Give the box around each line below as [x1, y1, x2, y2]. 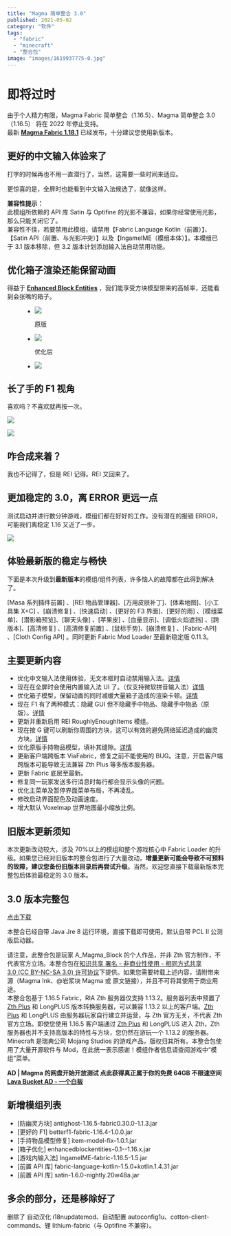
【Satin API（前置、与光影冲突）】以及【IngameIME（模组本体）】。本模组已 [7, 234, 219, 242]
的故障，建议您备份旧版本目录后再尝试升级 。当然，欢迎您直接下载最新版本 [7, 862, 218, 871]
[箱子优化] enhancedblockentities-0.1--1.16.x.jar [16, 1145, 151, 1153]
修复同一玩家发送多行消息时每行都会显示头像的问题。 [16, 778, 168, 786]
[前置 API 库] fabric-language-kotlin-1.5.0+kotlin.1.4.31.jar [16, 1162, 179, 1171]
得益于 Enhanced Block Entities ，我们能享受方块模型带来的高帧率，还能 [7, 284, 214, 292]
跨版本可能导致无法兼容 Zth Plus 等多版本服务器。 [16, 760, 159, 769]
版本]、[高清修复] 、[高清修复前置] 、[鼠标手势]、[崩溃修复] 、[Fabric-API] [7, 624, 217, 632]
